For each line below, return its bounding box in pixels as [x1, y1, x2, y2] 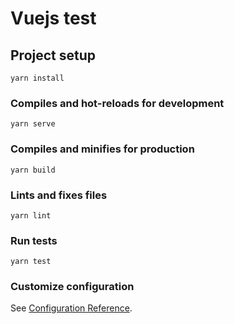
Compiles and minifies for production [10, 142, 195, 156]
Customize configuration [10, 280, 135, 294]
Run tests [10, 233, 58, 247]
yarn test [10, 257, 52, 267]
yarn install [10, 73, 65, 83]
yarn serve [10, 119, 56, 129]
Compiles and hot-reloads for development [10, 96, 225, 110]
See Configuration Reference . [10, 302, 133, 314]
